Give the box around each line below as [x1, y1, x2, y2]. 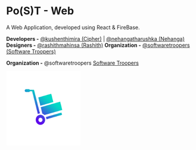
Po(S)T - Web [6, 4, 74, 18]
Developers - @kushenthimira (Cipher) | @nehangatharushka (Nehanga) [6, 35, 185, 42]
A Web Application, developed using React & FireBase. [6, 24, 140, 31]
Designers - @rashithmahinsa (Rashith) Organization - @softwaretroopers [6, 42, 190, 49]
